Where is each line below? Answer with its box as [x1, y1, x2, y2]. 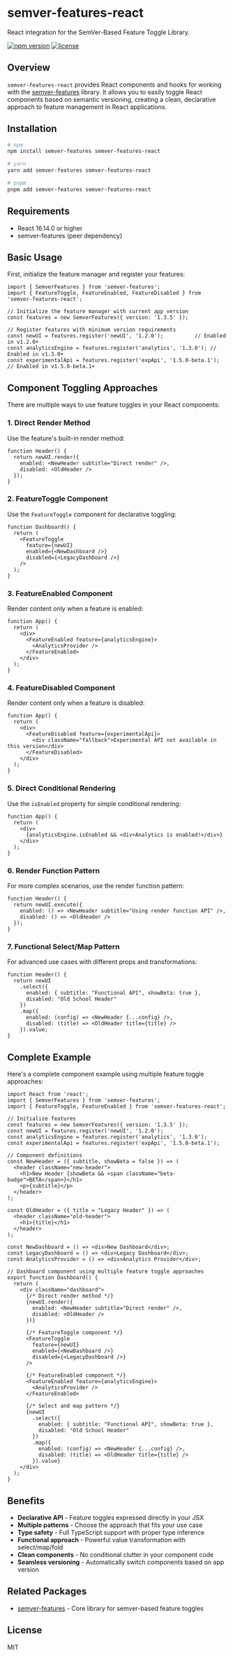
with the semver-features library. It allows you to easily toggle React [7, 87, 202, 96]
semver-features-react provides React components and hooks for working [7, 80, 222, 89]
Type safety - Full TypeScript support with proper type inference [17, 1528, 204, 1536]
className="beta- [126, 1170, 176, 1178]
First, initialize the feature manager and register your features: [7, 270, 186, 279]
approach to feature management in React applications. [7, 103, 167, 111]
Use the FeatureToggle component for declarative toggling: [7, 510, 176, 518]
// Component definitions [7, 1152, 82, 1159]
